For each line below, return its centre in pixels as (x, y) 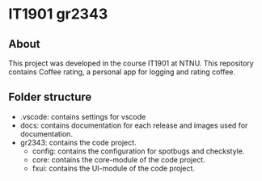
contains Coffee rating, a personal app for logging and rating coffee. (122, 72)
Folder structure (50, 97)
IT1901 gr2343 (58, 14)
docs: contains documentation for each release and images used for (134, 125)
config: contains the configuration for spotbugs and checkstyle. (138, 151)
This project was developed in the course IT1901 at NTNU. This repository (131, 63)
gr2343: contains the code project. (78, 142)
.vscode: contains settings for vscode (83, 116)
